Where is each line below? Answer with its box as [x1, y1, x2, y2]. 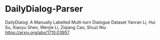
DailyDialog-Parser [5, 3, 83, 14]
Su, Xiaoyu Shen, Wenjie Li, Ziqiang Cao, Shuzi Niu [5, 24, 106, 30]
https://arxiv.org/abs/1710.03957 [5, 29, 70, 35]
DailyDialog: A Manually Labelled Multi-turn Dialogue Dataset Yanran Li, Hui [5, 19, 156, 25]
